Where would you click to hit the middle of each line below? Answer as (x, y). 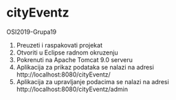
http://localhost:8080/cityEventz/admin (72, 89)
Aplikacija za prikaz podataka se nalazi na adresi (85, 67)
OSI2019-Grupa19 (32, 32)
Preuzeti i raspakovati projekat (59, 45)
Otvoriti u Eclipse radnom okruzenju (67, 52)
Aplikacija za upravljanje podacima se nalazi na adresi (92, 81)
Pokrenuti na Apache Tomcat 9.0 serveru (75, 59)
